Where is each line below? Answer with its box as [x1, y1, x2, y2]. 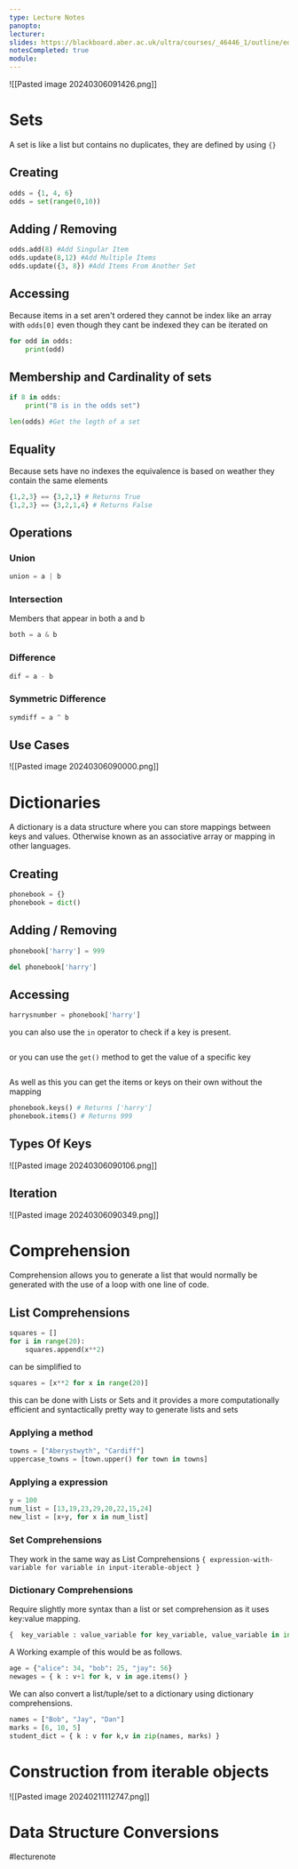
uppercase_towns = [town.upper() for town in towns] [9, 1454, 208, 1463]
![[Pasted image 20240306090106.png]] [9, 1160, 158, 1171]
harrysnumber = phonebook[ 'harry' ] [9, 1011, 141, 1019]
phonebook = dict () [9, 898, 82, 907]
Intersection [9, 592, 64, 605]
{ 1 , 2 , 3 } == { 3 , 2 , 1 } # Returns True [9, 492, 141, 501]
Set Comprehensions [9, 1534, 102, 1546]
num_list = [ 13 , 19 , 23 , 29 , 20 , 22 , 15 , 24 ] [9, 1504, 153, 1513]
